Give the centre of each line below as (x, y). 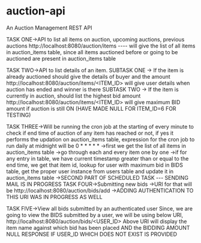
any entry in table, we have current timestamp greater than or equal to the (97, 158)
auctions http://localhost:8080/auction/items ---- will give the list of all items (101, 46)
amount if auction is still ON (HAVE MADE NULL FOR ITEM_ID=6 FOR (91, 108)
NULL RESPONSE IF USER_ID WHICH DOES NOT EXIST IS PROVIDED (92, 234)
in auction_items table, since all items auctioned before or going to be (92, 52)
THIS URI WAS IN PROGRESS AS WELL (55, 197)
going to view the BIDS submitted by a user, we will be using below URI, (95, 215)
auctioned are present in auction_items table (61, 58)
